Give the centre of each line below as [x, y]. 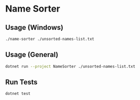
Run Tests [21, 82]
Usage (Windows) [34, 28]
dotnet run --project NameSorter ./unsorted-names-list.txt [71, 66]
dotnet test [18, 94]
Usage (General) [32, 55]
